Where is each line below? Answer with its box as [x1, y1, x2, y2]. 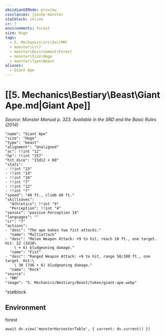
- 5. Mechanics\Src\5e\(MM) [9, 40, 68, 45]
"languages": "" [5, 214, 39, 219]
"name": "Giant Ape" [5, 131, 48, 136]
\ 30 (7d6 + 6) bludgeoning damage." [14, 262, 93, 267]
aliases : [5, 63, 23, 68]
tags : [5, 35, 16, 40]
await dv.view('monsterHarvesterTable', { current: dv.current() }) [5, 326, 151, 331]
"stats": [5, 162, 23, 167]
